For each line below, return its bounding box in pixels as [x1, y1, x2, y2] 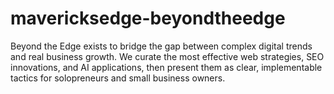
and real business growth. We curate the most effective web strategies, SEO [10, 50, 325, 62]
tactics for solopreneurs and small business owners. [10, 72, 226, 84]
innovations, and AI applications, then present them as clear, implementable [10, 61, 323, 73]
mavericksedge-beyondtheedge [10, 7, 286, 30]
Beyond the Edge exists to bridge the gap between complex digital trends [10, 40, 313, 52]
